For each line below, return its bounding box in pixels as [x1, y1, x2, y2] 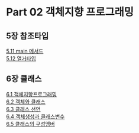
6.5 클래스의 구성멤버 [6, 120, 55, 127]
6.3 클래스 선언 [6, 105, 41, 112]
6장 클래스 [6, 74, 42, 84]
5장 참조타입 [6, 31, 49, 41]
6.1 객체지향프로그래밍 [6, 90, 57, 98]
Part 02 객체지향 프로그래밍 [6, 5, 134, 19]
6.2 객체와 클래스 [6, 98, 46, 105]
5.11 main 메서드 [6, 48, 44, 54]
